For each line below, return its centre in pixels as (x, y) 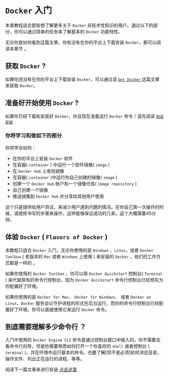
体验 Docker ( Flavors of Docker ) (56, 237)
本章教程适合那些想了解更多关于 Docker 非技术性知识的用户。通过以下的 (79, 25)
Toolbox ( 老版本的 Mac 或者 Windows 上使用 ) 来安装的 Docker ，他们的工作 (81, 256)
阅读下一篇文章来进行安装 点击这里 (41, 369)
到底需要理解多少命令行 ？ (46, 327)
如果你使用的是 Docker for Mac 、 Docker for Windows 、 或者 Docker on (78, 297)
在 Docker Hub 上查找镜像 (38, 171)
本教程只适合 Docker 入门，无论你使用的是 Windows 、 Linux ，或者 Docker (79, 250)
